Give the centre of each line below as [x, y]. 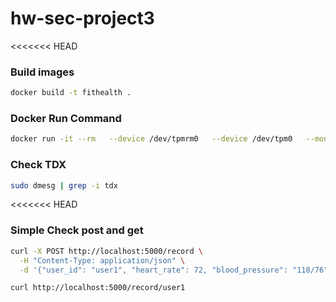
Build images [42, 72]
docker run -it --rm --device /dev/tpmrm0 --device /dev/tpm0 [151, 139]
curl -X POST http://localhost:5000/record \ [106, 251]
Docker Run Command [66, 119]
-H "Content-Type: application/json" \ [102, 260]
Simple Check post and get [77, 230]
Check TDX [38, 165]
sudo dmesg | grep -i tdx [64, 185]
